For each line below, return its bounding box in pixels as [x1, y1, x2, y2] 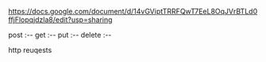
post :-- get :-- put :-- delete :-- [8, 31, 112, 39]
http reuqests [8, 46, 52, 54]
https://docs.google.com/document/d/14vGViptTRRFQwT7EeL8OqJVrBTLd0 [8, 7, 258, 16]
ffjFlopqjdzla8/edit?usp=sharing [8, 15, 113, 24]
